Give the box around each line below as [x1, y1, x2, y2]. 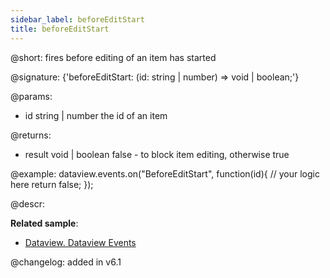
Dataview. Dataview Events [24, 236, 137, 248]
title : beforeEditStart [10, 24, 110, 34]
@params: [10, 90, 53, 102]
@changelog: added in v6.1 [10, 256, 122, 268]
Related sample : [10, 217, 79, 229]
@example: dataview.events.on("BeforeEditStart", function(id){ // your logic [10, 167, 320, 180]
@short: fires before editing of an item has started [10, 51, 217, 63]
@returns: [10, 129, 52, 141]
